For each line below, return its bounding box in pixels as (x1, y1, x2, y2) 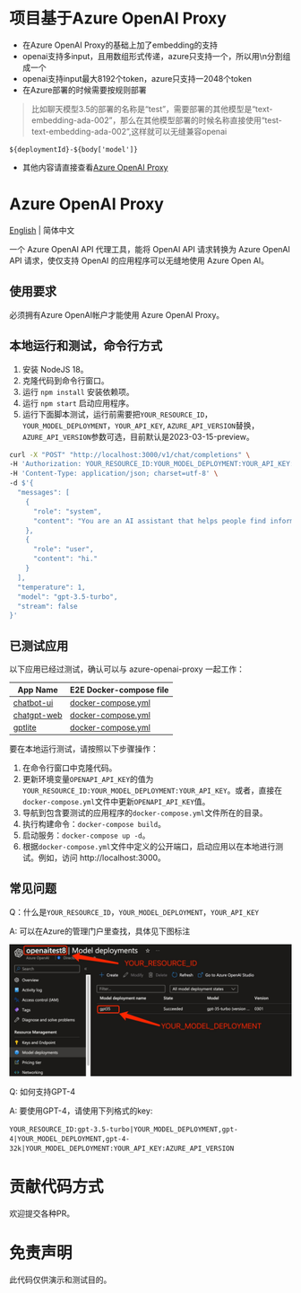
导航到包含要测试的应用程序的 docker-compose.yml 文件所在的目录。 (21, 807, 268, 818)
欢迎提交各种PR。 (9, 1208, 74, 1218)
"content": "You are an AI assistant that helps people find (32, 516, 267, 525)
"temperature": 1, (17, 583, 87, 592)
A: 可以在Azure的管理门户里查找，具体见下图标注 (9, 926, 191, 937)
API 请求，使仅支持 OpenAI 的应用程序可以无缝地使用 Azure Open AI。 (9, 255, 270, 266)
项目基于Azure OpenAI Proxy (9, 8, 227, 29)
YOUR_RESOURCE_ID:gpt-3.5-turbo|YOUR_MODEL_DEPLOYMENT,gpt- (9, 1124, 239, 1134)
